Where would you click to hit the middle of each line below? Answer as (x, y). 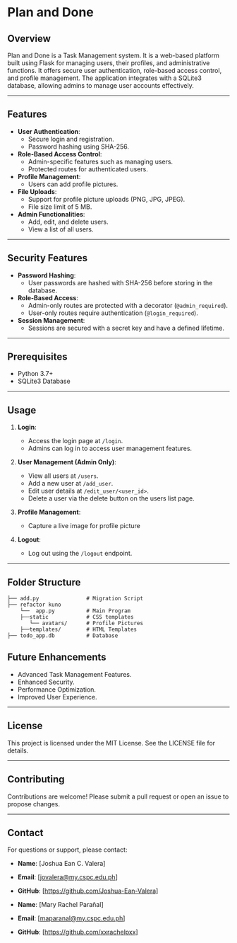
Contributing (36, 779)
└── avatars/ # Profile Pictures (86, 624)
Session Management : (51, 320)
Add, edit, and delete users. (68, 222)
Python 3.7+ (35, 374)
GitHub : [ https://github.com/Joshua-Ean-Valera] (88, 891)
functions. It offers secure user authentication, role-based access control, (115, 70)
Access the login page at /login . (75, 441)
